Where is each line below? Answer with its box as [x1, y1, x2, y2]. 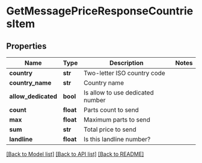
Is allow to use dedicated [83, 88, 155, 97]
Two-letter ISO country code [83, 69, 165, 77]
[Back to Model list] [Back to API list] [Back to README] [6, 150, 144, 158]
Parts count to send [83, 106, 139, 114]
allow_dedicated [9, 92, 57, 100]
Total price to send [83, 125, 136, 134]
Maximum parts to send [83, 115, 150, 124]
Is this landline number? [83, 135, 151, 143]
